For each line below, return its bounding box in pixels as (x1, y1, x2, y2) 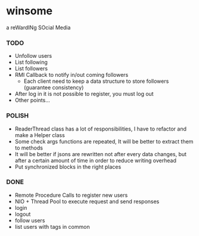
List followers (14, 65, 48, 72)
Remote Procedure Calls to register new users (14, 191, 128, 198)
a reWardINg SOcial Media (6, 24, 71, 31)
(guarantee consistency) (23, 84, 84, 91)
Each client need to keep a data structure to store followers (23, 77, 169, 85)
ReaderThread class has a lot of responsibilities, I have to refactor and (14, 125, 186, 132)
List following (14, 58, 48, 66)
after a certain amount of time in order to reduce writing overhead (14, 157, 177, 164)
